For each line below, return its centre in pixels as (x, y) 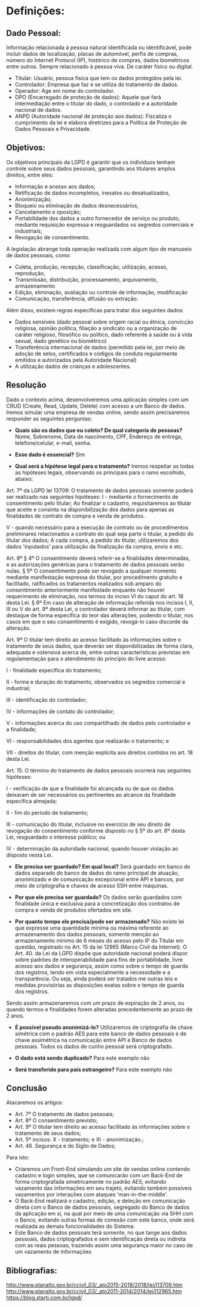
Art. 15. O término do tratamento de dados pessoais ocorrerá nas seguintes (99, 770)
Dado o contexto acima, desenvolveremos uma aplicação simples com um (98, 400)
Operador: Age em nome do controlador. (65, 91)
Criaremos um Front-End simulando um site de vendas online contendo (102, 1169)
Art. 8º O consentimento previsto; (56, 1120)
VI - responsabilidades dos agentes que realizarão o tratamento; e (87, 741)
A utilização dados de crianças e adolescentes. (73, 366)
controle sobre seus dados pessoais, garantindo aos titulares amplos (91, 168)
